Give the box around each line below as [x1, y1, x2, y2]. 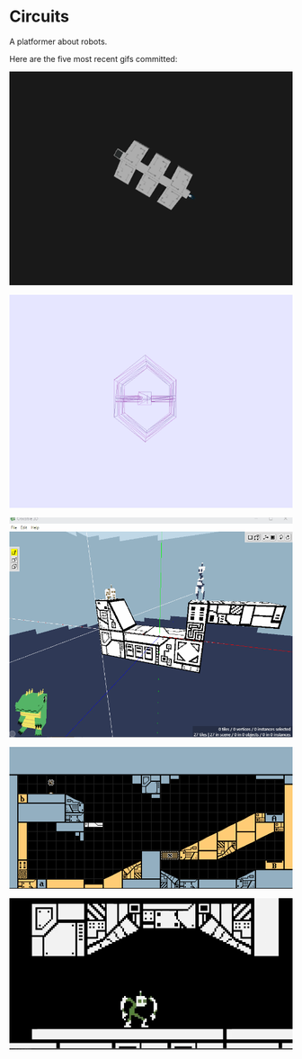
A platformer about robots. [9, 36, 108, 47]
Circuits [9, 6, 70, 27]
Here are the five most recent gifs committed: [9, 53, 178, 64]
